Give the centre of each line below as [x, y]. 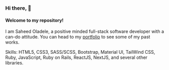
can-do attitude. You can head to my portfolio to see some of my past [78, 37]
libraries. [14, 63]
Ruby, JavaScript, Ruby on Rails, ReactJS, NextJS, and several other [76, 57]
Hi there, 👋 [18, 8]
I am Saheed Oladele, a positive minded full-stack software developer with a [85, 31]
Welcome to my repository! [34, 20]
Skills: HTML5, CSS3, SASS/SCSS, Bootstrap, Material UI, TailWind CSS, [80, 52]
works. [12, 42]
